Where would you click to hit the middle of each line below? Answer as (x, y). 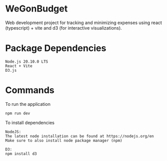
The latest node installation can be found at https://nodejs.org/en (80, 136)
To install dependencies (30, 122)
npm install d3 (21, 153)
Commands (30, 90)
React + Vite (19, 66)
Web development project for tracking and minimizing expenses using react (84, 23)
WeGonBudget (36, 9)
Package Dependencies (56, 48)
